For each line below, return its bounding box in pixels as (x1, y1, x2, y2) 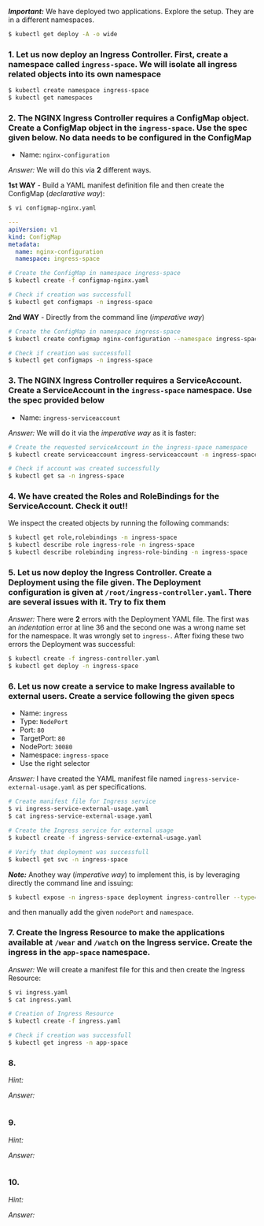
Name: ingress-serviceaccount (19, 413, 121, 422)
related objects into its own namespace (8, 69, 162, 80)
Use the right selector (19, 759, 90, 768)
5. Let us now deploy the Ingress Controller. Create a (8, 567, 212, 578)
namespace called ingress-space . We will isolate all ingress (8, 58, 237, 69)
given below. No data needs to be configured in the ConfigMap (8, 132, 251, 143)
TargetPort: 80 (19, 734, 65, 743)
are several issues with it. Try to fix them (8, 596, 167, 607)
